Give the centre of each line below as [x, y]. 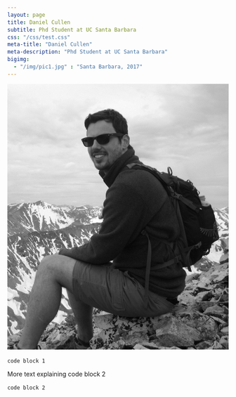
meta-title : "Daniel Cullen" [50, 45]
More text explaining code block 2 [57, 374]
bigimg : [19, 60]
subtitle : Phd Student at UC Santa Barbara [72, 30]
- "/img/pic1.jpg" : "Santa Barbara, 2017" [78, 67]
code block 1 [26, 361]
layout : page [26, 15]
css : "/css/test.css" [39, 37]
